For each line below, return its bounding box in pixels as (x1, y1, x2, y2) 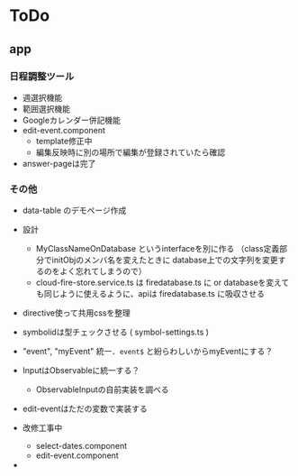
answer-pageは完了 (22, 158, 96, 169)
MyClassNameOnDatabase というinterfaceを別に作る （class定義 (35, 243, 280, 254)
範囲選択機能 (22, 103, 70, 114)
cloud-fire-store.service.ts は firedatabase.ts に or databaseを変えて (35, 277, 290, 288)
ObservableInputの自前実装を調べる (35, 384, 169, 395)
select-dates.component (35, 441, 128, 452)
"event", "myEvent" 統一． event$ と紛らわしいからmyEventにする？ (22, 346, 274, 357)
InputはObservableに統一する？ (22, 365, 140, 376)
